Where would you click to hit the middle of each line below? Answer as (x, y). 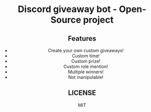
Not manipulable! (86, 77)
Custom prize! (86, 61)
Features (82, 38)
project (98, 20)
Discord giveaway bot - (67, 9)
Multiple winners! (86, 72)
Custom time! (86, 56)
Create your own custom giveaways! (86, 50)
